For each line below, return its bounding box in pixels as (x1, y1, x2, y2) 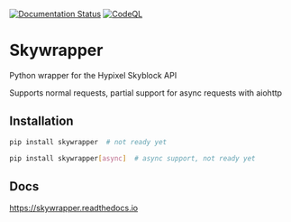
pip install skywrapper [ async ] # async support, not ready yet (9, 153, 256, 162)
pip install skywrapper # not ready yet (9, 137, 168, 146)
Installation (9, 114, 74, 129)
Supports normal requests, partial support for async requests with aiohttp (9, 87, 282, 98)
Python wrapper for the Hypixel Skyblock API (9, 69, 177, 80)
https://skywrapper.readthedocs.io (9, 203, 138, 214)
